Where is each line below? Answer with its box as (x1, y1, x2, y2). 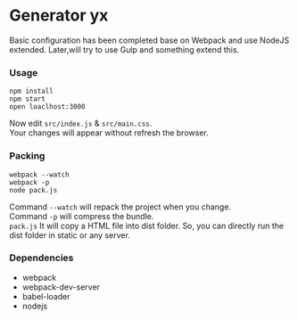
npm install (9, 86, 54, 96)
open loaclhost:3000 (9, 103, 87, 111)
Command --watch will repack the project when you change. (9, 201, 232, 212)
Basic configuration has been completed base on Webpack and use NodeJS (9, 35, 290, 45)
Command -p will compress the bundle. (9, 210, 154, 221)
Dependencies (9, 251, 74, 264)
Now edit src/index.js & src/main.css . (9, 118, 153, 129)
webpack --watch (9, 170, 70, 179)
